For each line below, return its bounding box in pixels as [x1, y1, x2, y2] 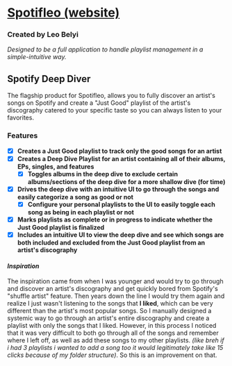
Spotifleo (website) [7, 5, 120, 21]
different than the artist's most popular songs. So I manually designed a [7, 307, 212, 315]
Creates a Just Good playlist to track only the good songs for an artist [17, 147, 222, 155]
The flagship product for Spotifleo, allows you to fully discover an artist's [7, 92, 215, 100]
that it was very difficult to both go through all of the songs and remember [7, 328, 219, 338]
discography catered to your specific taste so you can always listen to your [7, 106, 222, 115]
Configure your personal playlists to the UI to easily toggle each [27, 200, 215, 208]
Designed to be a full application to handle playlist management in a [7, 45, 204, 53]
